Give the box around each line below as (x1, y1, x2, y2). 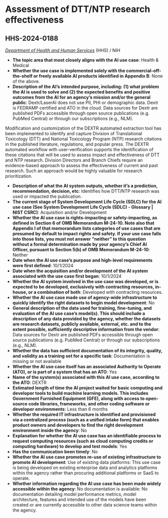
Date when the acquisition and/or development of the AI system (12, 268, 148, 274)
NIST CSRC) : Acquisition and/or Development (12, 209, 107, 215)
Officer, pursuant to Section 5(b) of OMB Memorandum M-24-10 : (12, 247, 150, 252)
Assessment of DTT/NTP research (5, 4, 150, 15)
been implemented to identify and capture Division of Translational (5, 131, 142, 136)
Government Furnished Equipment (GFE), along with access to (12, 395, 145, 401)
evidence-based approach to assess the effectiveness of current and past (5, 163, 158, 168)
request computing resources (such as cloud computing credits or (12, 438, 153, 444)
